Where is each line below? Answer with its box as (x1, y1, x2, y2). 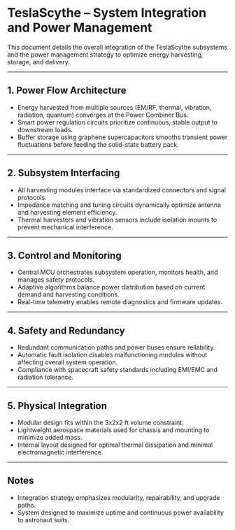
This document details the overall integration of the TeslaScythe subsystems (7, 43, 228, 51)
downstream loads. (17, 125, 73, 134)
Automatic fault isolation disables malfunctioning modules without (17, 351, 208, 359)
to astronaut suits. (17, 515, 70, 524)
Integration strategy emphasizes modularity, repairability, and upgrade (17, 493, 220, 501)
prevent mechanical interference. (17, 222, 113, 231)
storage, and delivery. (7, 57, 70, 66)
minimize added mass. (17, 434, 83, 441)
